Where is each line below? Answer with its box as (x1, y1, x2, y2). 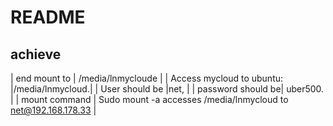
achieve (10, 46, 62, 63)
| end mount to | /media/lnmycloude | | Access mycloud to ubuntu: (10, 72, 284, 84)
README (10, 6, 86, 29)
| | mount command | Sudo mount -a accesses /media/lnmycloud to (10, 94, 289, 105)
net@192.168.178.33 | (10, 104, 97, 116)
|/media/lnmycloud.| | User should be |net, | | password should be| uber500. (10, 83, 325, 95)
